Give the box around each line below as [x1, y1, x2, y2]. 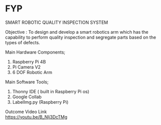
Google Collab [12, 94, 42, 100]
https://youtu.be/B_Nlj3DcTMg [5, 114, 68, 120]
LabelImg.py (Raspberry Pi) [12, 99, 69, 105]
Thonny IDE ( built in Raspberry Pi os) [12, 88, 89, 94]
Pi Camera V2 [12, 64, 41, 70]
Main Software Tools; [5, 79, 49, 85]
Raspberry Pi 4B [12, 59, 46, 64]
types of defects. [5, 39, 40, 45]
